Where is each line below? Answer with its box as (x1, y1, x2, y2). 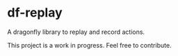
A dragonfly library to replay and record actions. (7, 28, 145, 36)
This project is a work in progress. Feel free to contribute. (7, 41, 172, 49)
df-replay (7, 5, 63, 21)
